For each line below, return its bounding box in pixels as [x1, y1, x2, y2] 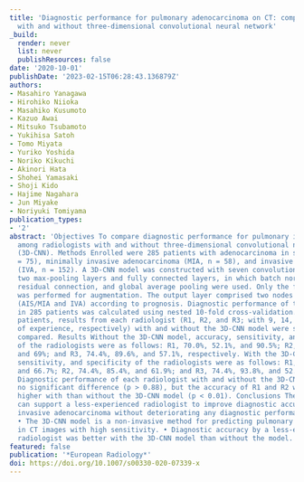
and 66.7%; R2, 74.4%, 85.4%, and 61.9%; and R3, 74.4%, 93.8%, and [17, 366, 281, 375]
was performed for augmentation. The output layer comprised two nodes [17, 290, 294, 299]
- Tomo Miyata [9, 139, 63, 148]
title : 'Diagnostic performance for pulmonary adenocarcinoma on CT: [9, 13, 278, 23]
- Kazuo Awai [9, 114, 59, 123]
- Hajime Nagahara [9, 190, 79, 199]
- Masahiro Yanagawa [9, 89, 88, 98]
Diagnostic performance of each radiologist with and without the [17, 374, 273, 384]
